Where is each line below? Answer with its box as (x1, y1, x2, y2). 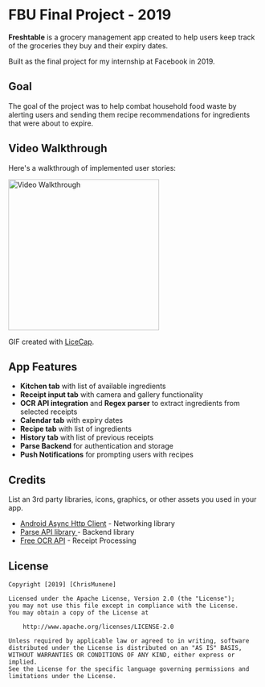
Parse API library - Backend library (19, 528, 135, 537)
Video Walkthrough (8, 142, 108, 155)
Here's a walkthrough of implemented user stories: (8, 163, 177, 172)
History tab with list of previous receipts (19, 432, 154, 442)
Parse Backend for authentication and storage (19, 441, 174, 451)
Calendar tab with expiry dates (19, 416, 124, 425)
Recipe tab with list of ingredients (19, 424, 132, 434)
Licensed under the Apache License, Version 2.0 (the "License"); (8, 594, 235, 602)
